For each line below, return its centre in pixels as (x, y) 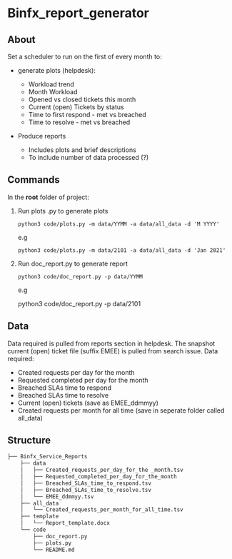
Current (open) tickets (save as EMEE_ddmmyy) (88, 403)
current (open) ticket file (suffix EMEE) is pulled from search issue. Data (113, 351)
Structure (29, 440)
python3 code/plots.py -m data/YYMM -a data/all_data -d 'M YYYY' (118, 224)
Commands (34, 180)
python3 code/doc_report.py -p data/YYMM (80, 276)
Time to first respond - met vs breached (87, 115)
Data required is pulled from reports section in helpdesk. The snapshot (111, 343)
